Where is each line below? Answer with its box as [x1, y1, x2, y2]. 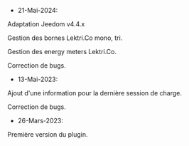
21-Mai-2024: [17, 6, 58, 14]
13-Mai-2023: [17, 75, 58, 83]
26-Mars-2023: [17, 117, 64, 125]
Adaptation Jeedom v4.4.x [7, 20, 85, 28]
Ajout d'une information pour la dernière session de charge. [7, 89, 183, 97]
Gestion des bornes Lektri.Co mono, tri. [7, 33, 123, 42]
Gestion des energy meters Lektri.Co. [7, 48, 117, 56]
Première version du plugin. [7, 130, 88, 138]
